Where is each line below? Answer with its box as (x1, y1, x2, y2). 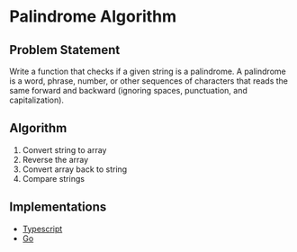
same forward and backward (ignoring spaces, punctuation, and (9, 85, 247, 95)
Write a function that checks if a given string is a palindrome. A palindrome (9, 66, 286, 76)
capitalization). (9, 94, 65, 105)
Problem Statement (9, 42, 121, 58)
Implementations (9, 200, 107, 215)
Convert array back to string (22, 164, 128, 175)
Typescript (22, 223, 63, 234)
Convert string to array (22, 144, 107, 155)
